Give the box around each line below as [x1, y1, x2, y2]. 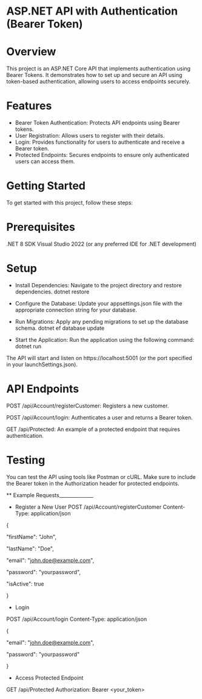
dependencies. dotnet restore [15, 288, 90, 295]
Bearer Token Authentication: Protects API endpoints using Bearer [15, 119, 180, 127]
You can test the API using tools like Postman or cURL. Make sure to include [6, 473, 196, 480]
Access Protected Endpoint [15, 674, 84, 681]
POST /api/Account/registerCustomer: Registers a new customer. [6, 402, 169, 409]
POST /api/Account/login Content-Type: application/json [6, 615, 147, 623]
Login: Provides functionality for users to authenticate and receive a [15, 138, 185, 146]
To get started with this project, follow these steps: [6, 199, 133, 206]
